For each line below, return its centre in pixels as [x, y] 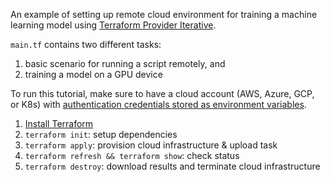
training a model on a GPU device [93, 74]
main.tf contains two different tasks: [86, 44]
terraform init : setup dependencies [101, 134]
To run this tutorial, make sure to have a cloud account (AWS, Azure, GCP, [162, 93]
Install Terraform [59, 123]
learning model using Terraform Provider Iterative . [113, 25]
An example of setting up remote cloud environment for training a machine [164, 14]
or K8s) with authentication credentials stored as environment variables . [158, 104]
